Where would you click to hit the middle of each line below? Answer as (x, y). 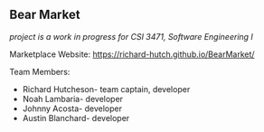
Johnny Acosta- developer (72, 108)
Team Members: (40, 71)
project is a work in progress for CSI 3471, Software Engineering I (131, 36)
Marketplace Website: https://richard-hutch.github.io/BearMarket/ (132, 54)
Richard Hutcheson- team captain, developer (106, 89)
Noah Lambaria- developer (73, 99)
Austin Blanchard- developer (76, 118)
